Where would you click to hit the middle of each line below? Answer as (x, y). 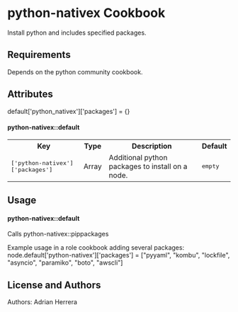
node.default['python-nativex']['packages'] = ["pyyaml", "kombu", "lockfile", (119, 255)
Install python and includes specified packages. (77, 33)
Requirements (39, 55)
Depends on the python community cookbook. (75, 71)
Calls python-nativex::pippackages (58, 234)
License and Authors (54, 285)
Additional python (138, 157)
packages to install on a (148, 166)
